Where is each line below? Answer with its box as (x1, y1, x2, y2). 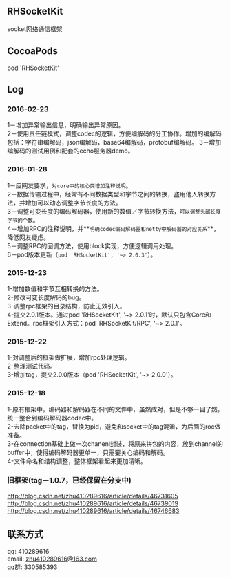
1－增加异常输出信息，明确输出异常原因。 (7, 121, 125, 129)
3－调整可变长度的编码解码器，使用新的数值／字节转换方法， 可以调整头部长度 (7, 207, 221, 215)
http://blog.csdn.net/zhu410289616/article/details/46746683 (7, 506, 180, 514)
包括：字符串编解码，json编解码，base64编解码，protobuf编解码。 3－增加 (7, 138, 222, 147)
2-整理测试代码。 (7, 362, 56, 371)
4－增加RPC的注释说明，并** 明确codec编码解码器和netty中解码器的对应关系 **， (7, 224, 220, 232)
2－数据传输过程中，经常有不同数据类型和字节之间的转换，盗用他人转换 (7, 189, 210, 198)
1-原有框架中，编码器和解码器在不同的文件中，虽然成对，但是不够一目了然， (7, 404, 224, 413)
